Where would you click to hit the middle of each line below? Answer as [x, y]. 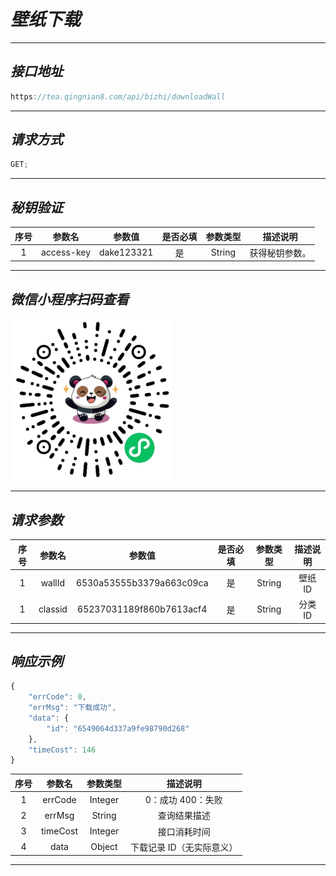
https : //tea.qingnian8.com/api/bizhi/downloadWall [118, 96]
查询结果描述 [184, 816]
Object [104, 847]
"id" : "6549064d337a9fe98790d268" [118, 728]
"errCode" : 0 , [57, 697]
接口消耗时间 [184, 831]
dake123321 [126, 252]
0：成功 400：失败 [183, 800]
